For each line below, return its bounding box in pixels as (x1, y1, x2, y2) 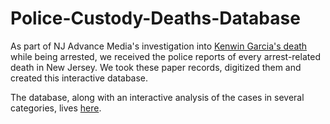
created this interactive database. (10, 72, 149, 84)
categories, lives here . (10, 102, 102, 114)
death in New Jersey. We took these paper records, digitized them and (10, 61, 302, 73)
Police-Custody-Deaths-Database (10, 7, 301, 30)
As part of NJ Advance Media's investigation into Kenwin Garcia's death (10, 40, 308, 52)
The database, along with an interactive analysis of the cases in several (10, 91, 305, 103)
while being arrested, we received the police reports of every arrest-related (10, 50, 321, 62)
